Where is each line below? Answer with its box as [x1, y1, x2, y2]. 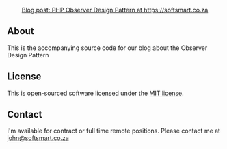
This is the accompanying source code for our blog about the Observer [7, 44, 208, 52]
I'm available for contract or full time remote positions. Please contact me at [7, 126, 221, 135]
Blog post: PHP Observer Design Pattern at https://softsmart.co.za [21, 6, 209, 14]
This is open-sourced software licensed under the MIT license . [7, 89, 185, 97]
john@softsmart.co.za [7, 134, 70, 142]
